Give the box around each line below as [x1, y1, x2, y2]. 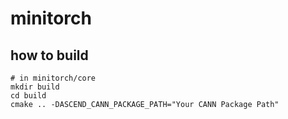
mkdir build [10, 82, 60, 92]
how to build [10, 47, 89, 64]
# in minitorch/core [10, 73, 97, 83]
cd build [10, 91, 47, 101]
